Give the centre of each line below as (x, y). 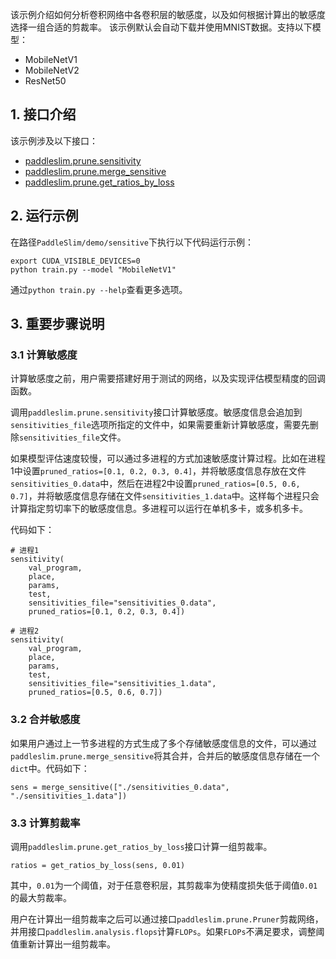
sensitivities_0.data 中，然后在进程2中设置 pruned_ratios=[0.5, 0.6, (155, 484)
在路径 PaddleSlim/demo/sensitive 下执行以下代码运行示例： (132, 242)
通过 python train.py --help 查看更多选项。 (99, 289)
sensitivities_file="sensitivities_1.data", (122, 684)
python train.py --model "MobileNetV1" (93, 269)
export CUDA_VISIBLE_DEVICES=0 (75, 261)
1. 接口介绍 (43, 114)
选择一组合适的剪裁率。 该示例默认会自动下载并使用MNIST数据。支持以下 (161, 27)
